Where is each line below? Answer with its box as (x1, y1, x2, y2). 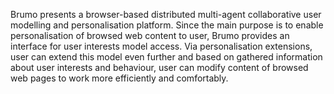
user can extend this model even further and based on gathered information (10, 51, 323, 63)
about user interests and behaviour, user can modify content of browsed (10, 62, 309, 73)
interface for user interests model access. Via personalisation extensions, (10, 40, 313, 52)
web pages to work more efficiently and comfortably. (10, 72, 229, 84)
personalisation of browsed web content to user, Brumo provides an (10, 30, 290, 41)
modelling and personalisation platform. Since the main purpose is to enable (10, 19, 324, 31)
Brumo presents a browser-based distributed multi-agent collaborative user (10, 9, 322, 20)
